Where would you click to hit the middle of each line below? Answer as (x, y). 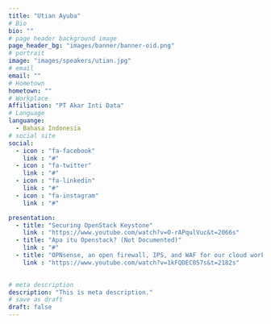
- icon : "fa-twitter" (54, 166)
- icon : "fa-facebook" (55, 151)
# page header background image (63, 38)
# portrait (27, 53)
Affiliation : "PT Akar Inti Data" (67, 106)
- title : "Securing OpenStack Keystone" (84, 225)
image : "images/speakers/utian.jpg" (70, 61)
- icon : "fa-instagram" (57, 195)
